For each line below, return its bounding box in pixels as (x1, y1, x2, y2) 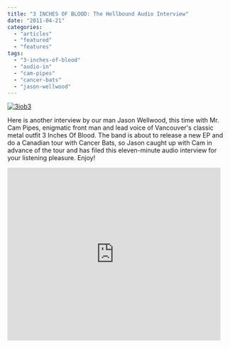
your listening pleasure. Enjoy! (7, 154, 96, 162)
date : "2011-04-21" (7, 17, 65, 24)
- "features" (13, 43, 53, 50)
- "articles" (13, 30, 53, 38)
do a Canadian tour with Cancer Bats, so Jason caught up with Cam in (7, 139, 213, 147)
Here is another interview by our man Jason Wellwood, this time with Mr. (7, 116, 219, 125)
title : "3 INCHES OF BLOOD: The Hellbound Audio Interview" (7, 10, 190, 18)
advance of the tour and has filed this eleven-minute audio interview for (7, 146, 217, 155)
